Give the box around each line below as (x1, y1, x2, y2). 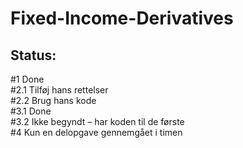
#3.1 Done (10, 105, 52, 117)
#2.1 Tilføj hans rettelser (10, 84, 109, 96)
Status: (10, 47, 57, 64)
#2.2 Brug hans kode (10, 95, 97, 106)
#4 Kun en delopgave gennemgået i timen (10, 127, 183, 138)
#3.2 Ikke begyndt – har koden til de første (10, 116, 185, 127)
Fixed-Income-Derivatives (10, 7, 234, 30)
